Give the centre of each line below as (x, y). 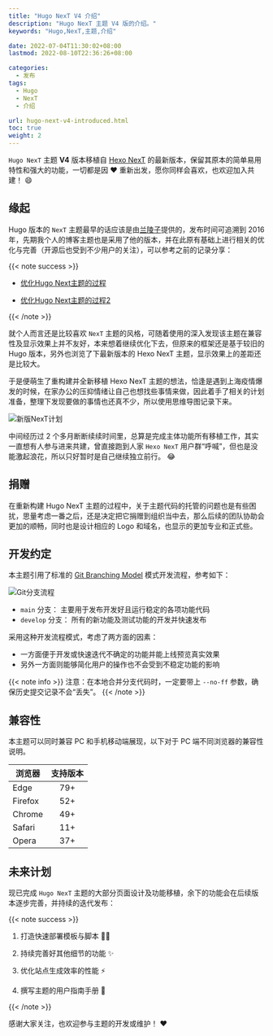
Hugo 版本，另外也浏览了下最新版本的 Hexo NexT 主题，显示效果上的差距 (131, 353)
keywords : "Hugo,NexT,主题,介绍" (63, 31)
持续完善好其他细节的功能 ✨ (67, 954)
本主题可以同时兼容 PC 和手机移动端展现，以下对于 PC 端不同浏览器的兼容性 (136, 741)
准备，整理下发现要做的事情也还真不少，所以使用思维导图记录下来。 (122, 401)
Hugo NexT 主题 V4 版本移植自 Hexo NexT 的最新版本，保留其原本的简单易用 (135, 160)
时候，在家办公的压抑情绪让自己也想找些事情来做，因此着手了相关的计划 (143, 391)
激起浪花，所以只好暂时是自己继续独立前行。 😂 (95, 456)
